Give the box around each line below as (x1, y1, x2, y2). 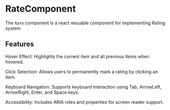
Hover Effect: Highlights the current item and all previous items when (5, 53, 150, 59)
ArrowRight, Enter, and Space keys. (5, 89, 80, 95)
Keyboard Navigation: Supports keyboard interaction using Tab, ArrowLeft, (5, 84, 162, 90)
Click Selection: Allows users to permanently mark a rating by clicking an (5, 68, 158, 75)
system (5, 25, 21, 31)
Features (5, 40, 34, 49)
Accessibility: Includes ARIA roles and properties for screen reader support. (5, 99, 164, 105)
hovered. (5, 59, 24, 65)
